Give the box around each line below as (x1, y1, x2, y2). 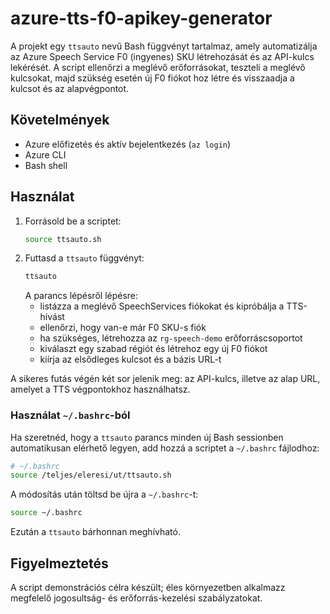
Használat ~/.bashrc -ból (10, 408, 131, 422)
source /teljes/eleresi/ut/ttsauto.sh (10, 470, 172, 481)
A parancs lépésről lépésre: (24, 290, 139, 302)
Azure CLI (24, 148, 67, 161)
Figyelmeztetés (10, 555, 109, 572)
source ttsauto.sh (24, 234, 102, 244)
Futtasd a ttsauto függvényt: (24, 252, 145, 264)
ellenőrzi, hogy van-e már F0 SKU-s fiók (39, 322, 207, 334)
